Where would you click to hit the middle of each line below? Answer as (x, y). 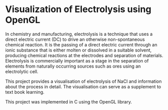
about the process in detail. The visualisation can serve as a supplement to (83, 86)
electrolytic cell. (22, 71)
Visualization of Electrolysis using (78, 9)
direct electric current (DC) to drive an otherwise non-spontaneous (75, 39)
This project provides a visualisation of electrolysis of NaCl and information (83, 81)
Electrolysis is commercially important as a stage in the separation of (77, 61)
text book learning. (25, 92)
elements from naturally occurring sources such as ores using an (73, 66)
